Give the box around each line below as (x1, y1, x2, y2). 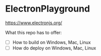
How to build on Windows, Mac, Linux (12, 39, 91, 45)
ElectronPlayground (5, 3, 90, 15)
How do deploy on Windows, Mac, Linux (12, 45, 96, 51)
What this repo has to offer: (5, 29, 62, 35)
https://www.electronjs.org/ (5, 20, 62, 26)
